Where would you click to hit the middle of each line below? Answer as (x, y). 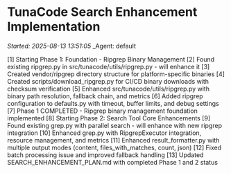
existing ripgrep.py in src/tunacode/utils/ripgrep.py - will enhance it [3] (109, 66)
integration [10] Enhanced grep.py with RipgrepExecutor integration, (104, 133)
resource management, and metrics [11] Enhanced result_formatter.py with (113, 140)
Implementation (54, 27)
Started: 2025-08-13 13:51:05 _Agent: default (72, 46)
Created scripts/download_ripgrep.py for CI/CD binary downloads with (108, 81)
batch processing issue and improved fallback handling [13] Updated (105, 155)
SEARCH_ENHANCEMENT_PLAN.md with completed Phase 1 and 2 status (113, 162)
